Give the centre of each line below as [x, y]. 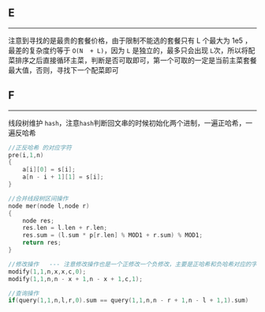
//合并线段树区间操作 [38, 198]
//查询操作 [24, 293]
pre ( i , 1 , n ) [26, 155]
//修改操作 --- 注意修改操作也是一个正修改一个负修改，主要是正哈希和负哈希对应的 [130, 264]
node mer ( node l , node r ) [49, 206]
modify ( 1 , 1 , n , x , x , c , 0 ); [47, 272]
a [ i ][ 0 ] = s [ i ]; [49, 170]
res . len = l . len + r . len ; [65, 228]
